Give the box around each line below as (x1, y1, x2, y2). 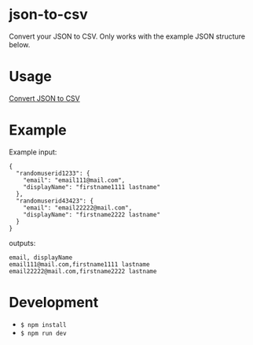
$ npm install (20, 321, 67, 328)
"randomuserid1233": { (16, 169, 90, 177)
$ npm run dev (20, 329, 67, 337)
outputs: (9, 238, 36, 247)
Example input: (9, 147, 57, 157)
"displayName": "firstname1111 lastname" (23, 183, 160, 191)
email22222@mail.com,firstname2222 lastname (9, 267, 157, 275)
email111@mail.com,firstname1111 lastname (9, 260, 150, 269)
